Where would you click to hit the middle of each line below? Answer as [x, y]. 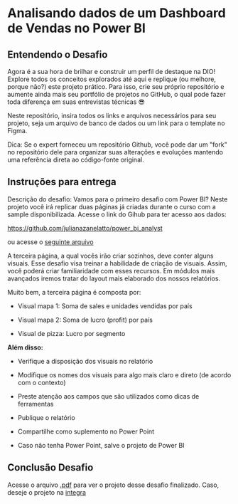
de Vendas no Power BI [76, 28]
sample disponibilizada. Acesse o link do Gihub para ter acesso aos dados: [117, 214]
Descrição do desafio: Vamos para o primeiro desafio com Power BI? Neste [118, 199]
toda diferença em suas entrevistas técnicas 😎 [76, 102]
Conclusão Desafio [50, 468]
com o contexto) [42, 382]
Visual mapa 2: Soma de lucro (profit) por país [85, 320]
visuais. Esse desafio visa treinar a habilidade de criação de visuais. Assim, [117, 263]
